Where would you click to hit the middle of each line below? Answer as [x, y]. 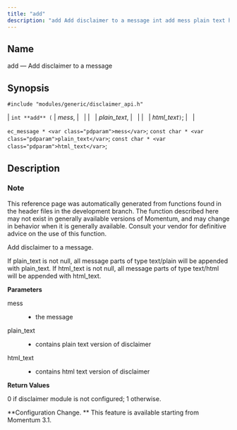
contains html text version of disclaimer [92, 371]
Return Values [29, 385]
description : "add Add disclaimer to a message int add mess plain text [116, 20]
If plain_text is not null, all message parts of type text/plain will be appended [117, 261]
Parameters [25, 289]
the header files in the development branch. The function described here [113, 211]
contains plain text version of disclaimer [93, 344]
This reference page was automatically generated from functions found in [115, 203]
